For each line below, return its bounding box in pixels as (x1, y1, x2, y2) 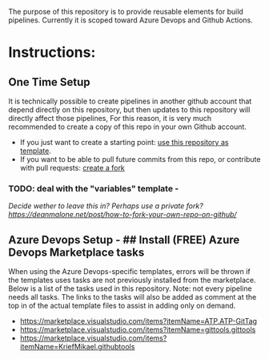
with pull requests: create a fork (19, 163, 126, 172)
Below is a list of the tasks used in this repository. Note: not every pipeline (8, 284, 252, 293)
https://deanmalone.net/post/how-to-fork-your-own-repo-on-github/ (8, 210, 238, 220)
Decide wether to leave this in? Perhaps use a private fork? (8, 201, 204, 211)
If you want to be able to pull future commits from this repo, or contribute (19, 155, 261, 163)
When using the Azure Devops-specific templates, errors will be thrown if (8, 267, 251, 276)
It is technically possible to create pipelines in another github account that (8, 96, 252, 106)
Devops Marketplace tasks (8, 245, 145, 259)
